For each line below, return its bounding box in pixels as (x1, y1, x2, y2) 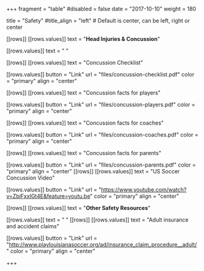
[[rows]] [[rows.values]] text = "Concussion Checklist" (6, 59, 144, 66)
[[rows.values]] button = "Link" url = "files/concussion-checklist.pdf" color (6, 71, 194, 78)
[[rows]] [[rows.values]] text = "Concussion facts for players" (6, 89, 161, 96)
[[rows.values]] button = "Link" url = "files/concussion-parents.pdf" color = (6, 161, 197, 168)
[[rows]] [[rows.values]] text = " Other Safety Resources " (6, 204, 151, 211)
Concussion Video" (6, 174, 55, 181)
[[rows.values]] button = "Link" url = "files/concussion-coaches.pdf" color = (6, 131, 199, 138)
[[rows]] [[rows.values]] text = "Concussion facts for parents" (6, 150, 162, 156)
